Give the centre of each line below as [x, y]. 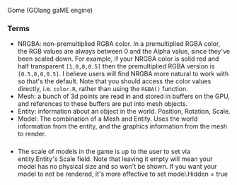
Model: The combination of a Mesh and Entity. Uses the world [108, 119]
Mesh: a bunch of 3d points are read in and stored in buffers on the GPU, [123, 96]
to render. [32, 134]
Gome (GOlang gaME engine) [50, 10]
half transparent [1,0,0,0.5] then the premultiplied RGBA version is [116, 66]
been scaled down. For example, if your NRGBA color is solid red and [118, 59]
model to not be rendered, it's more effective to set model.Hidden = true [123, 174]
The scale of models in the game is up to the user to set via [104, 152]
